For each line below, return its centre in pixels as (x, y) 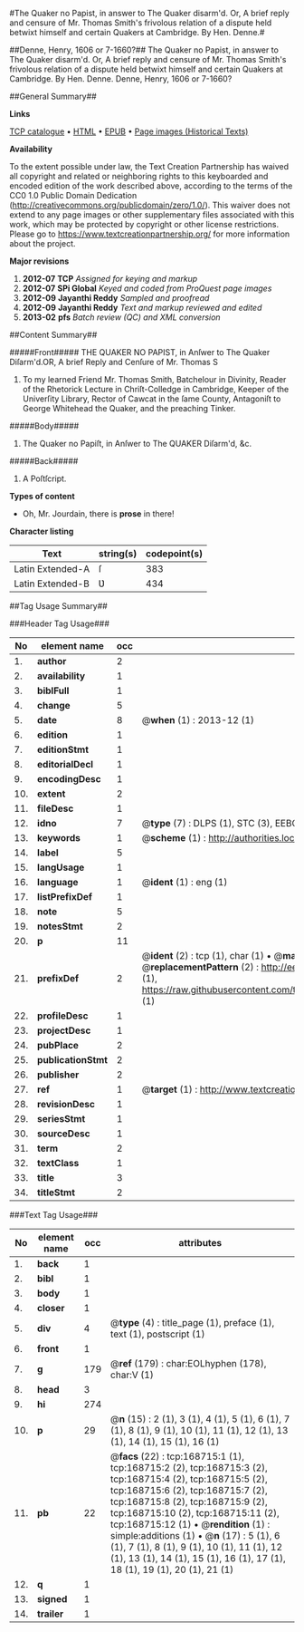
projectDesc (64, 1030)
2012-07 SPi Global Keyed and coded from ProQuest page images (147, 288)
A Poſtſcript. (44, 478)
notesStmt (60, 926)
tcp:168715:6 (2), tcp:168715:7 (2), (189, 1490)
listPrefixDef (65, 897)
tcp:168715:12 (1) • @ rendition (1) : (190, 1524)
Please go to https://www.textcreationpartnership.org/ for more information (150, 234)
